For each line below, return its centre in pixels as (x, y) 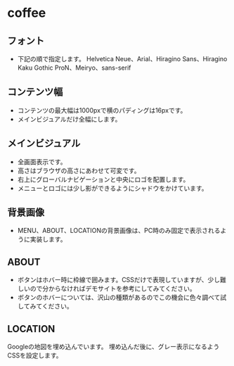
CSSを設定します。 (35, 355)
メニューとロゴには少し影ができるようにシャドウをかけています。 (113, 188)
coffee (27, 13)
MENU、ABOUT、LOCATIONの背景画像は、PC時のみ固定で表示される (119, 231)
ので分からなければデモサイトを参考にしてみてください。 (113, 289)
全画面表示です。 (42, 162)
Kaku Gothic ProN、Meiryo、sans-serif (74, 68)
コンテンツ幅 (35, 92)
